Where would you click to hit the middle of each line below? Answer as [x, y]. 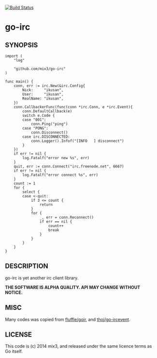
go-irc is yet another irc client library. [42, 278]
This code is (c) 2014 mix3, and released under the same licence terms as [78, 346]
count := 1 [25, 183]
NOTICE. [14, 292]
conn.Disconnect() [49, 132]
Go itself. [14, 351]
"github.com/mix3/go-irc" [40, 69]
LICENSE [19, 335]
